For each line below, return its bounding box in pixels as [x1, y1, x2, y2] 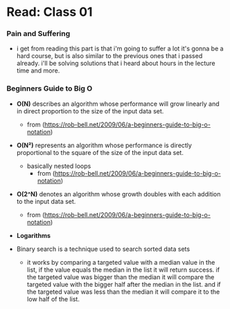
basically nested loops [26, 162, 91, 170]
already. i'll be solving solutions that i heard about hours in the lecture [16, 59, 215, 68]
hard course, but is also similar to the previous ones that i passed [16, 52, 203, 60]
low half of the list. [26, 294, 80, 303]
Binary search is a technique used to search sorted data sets [16, 245, 191, 253]
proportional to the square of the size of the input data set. [16, 148, 184, 156]
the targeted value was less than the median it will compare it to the [26, 288, 220, 296]
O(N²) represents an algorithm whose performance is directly [16, 141, 192, 149]
